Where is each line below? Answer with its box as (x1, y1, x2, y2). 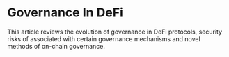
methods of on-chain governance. (7, 42, 106, 50)
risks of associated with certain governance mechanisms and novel (7, 34, 200, 43)
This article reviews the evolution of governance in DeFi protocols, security (7, 27, 223, 36)
